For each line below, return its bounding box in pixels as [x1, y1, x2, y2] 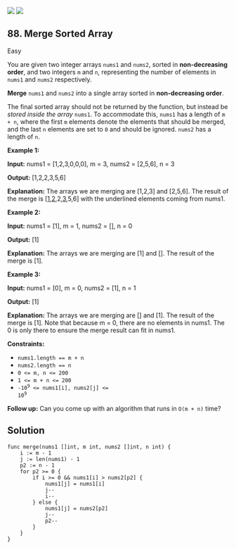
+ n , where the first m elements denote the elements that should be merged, [7, 117, 226, 126]
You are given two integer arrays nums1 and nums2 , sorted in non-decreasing [7, 60, 228, 68]
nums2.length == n [17, 362, 72, 369]
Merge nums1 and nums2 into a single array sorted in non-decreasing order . [7, 89, 224, 97]
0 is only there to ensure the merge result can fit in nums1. [7, 326, 176, 334]
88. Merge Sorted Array [7, 28, 114, 40]
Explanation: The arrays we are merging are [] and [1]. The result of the [7, 310, 215, 320]
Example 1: [7, 146, 40, 154]
